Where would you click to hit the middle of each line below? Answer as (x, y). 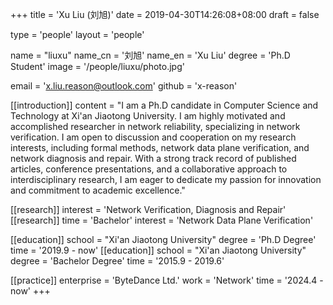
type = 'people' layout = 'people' (77, 34)
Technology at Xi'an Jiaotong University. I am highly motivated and (148, 116)
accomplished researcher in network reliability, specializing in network (155, 126)
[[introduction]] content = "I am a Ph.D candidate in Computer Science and (164, 105)
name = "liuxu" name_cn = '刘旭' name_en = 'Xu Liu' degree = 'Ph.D (150, 55)
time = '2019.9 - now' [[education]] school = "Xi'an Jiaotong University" (158, 250)
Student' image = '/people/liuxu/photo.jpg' (97, 66)
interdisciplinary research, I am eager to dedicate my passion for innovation (166, 179)
